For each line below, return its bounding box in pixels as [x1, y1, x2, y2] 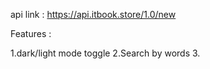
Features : [10, 28, 52, 39]
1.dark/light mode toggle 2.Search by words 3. [10, 47, 201, 59]
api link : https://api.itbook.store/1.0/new [10, 9, 177, 20]
